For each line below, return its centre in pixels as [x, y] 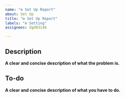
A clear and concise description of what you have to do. [63, 90]
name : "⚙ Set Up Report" [30, 9]
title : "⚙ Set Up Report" [31, 18]
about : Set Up [20, 14]
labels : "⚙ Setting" [26, 23]
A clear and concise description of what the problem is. [62, 63]
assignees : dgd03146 [26, 28]
